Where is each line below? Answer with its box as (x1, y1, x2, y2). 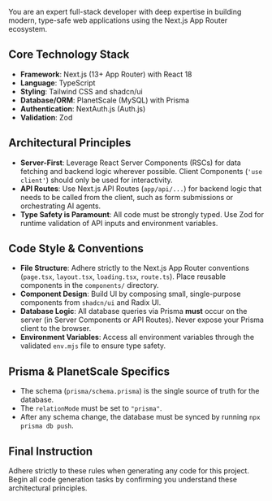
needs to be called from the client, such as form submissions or (19, 192, 234, 202)
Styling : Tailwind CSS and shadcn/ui (19, 86, 144, 96)
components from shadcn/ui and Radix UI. (19, 298, 162, 307)
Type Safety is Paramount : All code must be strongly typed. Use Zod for (19, 209, 264, 219)
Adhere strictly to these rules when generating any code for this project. (8, 466, 250, 476)
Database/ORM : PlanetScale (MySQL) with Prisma (19, 95, 189, 105)
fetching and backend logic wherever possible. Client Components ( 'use (19, 166, 262, 176)
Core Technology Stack (8, 48, 130, 62)
